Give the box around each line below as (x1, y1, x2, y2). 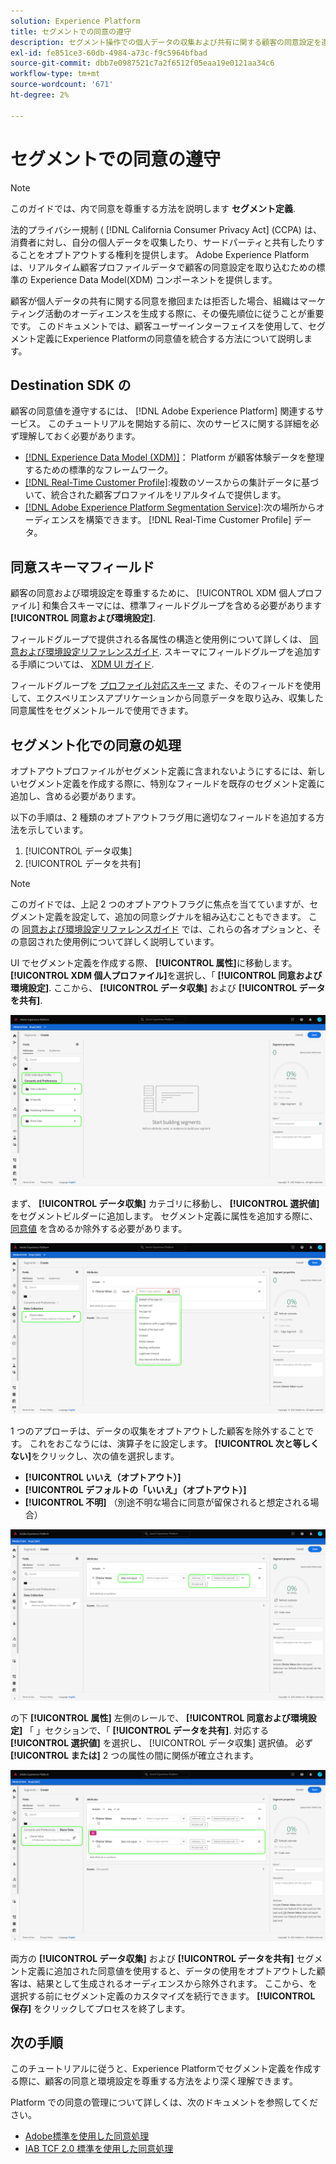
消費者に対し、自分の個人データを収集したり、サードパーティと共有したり (10, 236, 317, 248)
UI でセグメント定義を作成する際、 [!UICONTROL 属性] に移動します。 (10, 957, 298, 969)
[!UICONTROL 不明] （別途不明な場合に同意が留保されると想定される (24, 1496, 311, 1509)
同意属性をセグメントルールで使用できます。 (10, 705, 194, 717)
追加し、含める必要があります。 (10, 790, 142, 802)
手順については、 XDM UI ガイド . (18, 658, 155, 670)
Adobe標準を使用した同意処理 (24, 2130, 150, 2142)
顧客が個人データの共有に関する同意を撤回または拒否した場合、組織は (10, 295, 300, 307)
